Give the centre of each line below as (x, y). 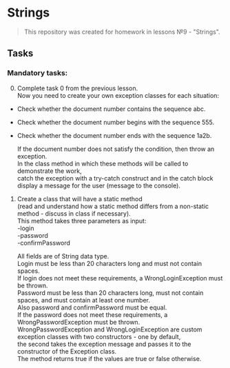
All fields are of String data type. (63, 256)
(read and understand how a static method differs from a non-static (113, 206)
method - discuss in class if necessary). (74, 213)
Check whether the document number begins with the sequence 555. (116, 122)
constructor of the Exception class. (67, 351)
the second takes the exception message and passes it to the (104, 344)
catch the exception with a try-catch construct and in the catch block (115, 178)
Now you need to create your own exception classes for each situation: (118, 95)
